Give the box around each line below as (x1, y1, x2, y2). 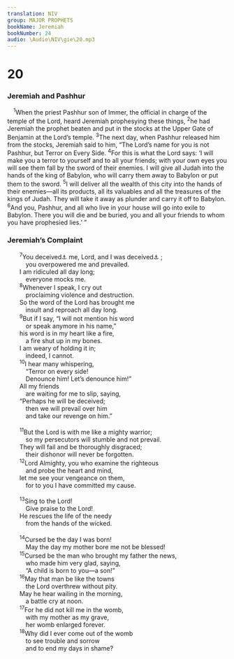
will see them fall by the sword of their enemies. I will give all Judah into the (7, 164, 225, 172)
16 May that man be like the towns (20, 574, 115, 584)
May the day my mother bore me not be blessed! (25, 543, 166, 551)
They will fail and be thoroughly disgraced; (20, 443, 142, 451)
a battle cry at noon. (25, 597, 84, 605)
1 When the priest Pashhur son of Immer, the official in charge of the (13, 107, 207, 117)
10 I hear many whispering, (20, 359, 94, 368)
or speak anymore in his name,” (25, 321, 117, 330)
